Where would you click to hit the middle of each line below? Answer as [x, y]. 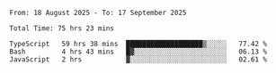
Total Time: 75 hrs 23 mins [62, 28]
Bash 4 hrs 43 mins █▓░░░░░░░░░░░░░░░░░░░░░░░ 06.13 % [138, 52]
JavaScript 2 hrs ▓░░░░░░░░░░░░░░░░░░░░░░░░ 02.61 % [138, 60]
